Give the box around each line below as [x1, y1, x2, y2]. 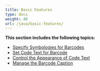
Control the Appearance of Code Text [12, 55, 90, 61]
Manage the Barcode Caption [12, 60, 73, 66]
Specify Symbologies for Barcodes [12, 44, 84, 50]
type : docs [5, 12, 28, 17]
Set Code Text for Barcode [12, 50, 67, 56]
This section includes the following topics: [5, 35, 95, 41]
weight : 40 [5, 16, 28, 21]
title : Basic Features [5, 7, 52, 12]
